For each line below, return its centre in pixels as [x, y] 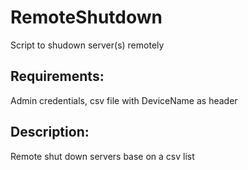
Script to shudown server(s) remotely [87, 45]
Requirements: [57, 76]
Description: [50, 132]
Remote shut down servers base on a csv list [102, 156]
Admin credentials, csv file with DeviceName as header [124, 100]
